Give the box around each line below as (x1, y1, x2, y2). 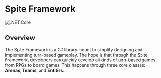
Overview (5, 34, 36, 42)
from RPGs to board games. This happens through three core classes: (5, 62, 145, 68)
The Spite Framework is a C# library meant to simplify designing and (5, 46, 143, 52)
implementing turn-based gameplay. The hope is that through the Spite (5, 52, 148, 58)
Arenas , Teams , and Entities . (5, 67, 65, 73)
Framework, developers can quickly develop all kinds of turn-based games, (5, 57, 157, 63)
